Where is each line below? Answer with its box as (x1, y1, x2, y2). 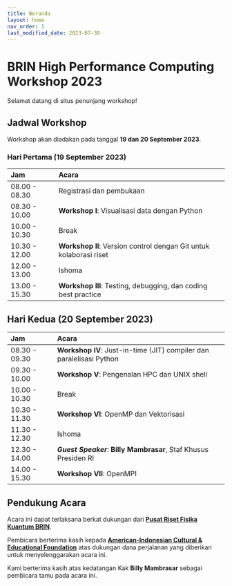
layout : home (7, 17, 45, 23)
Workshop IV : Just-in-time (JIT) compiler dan (57, 346, 209, 355)
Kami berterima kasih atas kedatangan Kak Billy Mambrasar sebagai (7, 564, 202, 572)
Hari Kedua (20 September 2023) (7, 313, 153, 325)
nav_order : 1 (7, 23, 45, 30)
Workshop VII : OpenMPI (57, 469, 137, 479)
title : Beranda (7, 10, 51, 17)
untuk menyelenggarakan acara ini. (7, 550, 108, 558)
